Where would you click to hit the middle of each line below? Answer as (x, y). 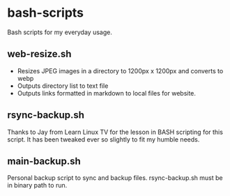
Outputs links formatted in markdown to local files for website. (107, 93)
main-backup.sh (44, 161)
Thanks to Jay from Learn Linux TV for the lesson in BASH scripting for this (115, 132)
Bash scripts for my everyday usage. (60, 32)
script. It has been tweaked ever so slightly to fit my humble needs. (103, 139)
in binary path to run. (37, 186)
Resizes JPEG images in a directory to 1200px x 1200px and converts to (120, 70)
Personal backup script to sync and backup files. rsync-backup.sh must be (115, 178)
